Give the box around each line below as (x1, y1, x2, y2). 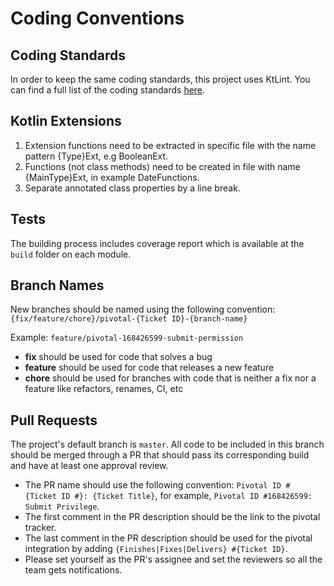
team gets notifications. (24, 564, 123, 576)
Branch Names (10, 277, 105, 294)
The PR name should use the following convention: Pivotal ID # (24, 479, 291, 491)
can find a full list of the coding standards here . (10, 84, 206, 96)
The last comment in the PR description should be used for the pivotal (24, 532, 313, 544)
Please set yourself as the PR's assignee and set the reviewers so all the (24, 553, 323, 566)
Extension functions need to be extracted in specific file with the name (24, 139, 317, 151)
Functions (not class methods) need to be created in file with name (24, 160, 301, 172)
